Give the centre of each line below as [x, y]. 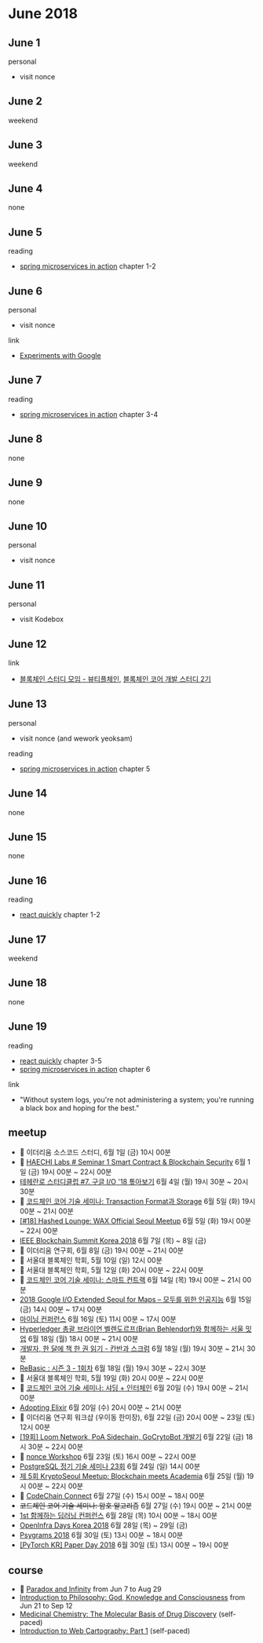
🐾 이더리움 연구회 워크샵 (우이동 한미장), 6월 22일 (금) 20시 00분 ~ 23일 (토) [137, 1418]
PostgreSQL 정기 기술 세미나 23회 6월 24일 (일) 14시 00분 [110, 1466]
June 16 [27, 880]
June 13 [27, 704]
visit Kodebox [42, 619]
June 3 [26, 145]
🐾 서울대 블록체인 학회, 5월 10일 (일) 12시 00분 [91, 1261]
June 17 [27, 939]
